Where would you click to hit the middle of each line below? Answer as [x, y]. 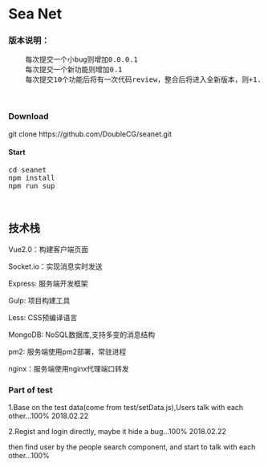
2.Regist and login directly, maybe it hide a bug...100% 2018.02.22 [117, 432]
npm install [32, 178]
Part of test [30, 390]
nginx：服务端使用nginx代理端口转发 [69, 368]
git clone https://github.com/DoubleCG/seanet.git [90, 134]
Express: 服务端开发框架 [48, 283]
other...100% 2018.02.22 [49, 416]
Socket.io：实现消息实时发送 [55, 266]
